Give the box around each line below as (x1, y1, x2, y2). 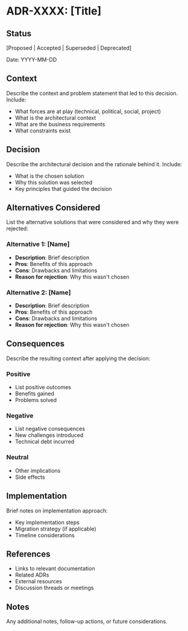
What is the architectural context (14, 114, 96, 121)
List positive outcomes (14, 384, 71, 391)
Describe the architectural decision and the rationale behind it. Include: (6, 160, 183, 167)
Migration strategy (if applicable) (14, 525, 96, 532)
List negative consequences (14, 425, 86, 433)
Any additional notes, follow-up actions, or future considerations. (6, 618, 168, 625)
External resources (14, 578, 62, 585)
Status (6, 28, 32, 39)
